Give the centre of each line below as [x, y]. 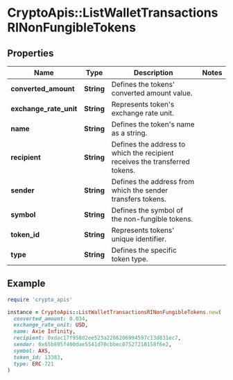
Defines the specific [144, 250]
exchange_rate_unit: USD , [51, 325]
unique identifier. [139, 239]
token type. [130, 259]
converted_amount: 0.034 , [51, 319]
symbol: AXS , [32, 351]
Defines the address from [153, 182]
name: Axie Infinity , [45, 331]
